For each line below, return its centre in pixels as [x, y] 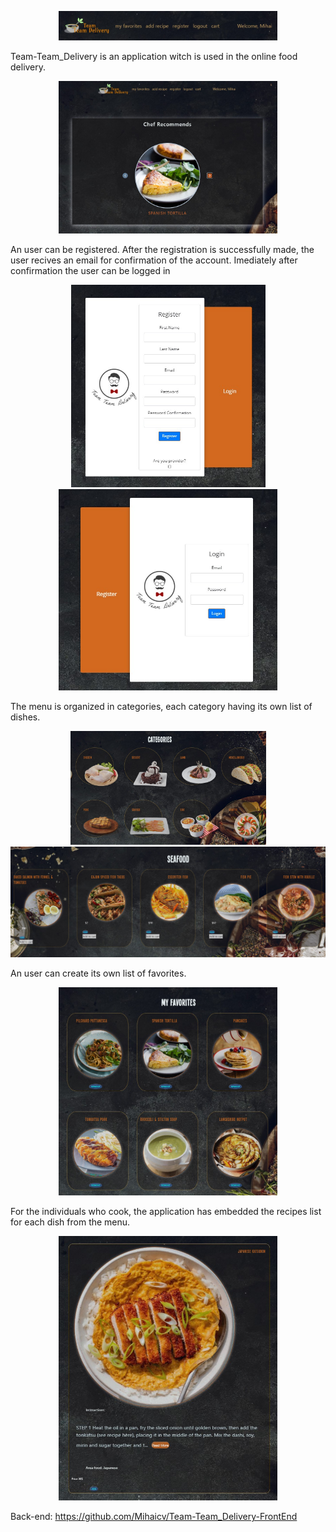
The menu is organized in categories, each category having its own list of [161, 706]
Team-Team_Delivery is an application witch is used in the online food [154, 57]
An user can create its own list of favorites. [98, 973]
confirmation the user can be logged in [90, 270]
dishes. [25, 717]
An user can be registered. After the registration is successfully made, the [162, 249]
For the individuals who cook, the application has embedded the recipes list [166, 1211]
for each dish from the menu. [70, 1222]
